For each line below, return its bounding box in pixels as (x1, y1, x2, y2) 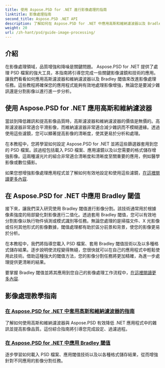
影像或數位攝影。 (5, 159, 40, 165)
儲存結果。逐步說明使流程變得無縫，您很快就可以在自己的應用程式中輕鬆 (9, 247, 156, 253)
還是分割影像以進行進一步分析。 (9, 88, 74, 94)
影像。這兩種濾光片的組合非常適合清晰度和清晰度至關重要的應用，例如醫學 (9, 153, 160, 159)
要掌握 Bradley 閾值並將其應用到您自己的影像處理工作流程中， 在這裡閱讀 (5, 269, 152, 276)
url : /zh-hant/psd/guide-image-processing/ (5, 30, 96, 35)
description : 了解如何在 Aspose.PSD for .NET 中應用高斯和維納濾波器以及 (5, 21, 146, 26)
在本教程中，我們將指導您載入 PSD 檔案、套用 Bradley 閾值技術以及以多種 (5, 241, 155, 247)
